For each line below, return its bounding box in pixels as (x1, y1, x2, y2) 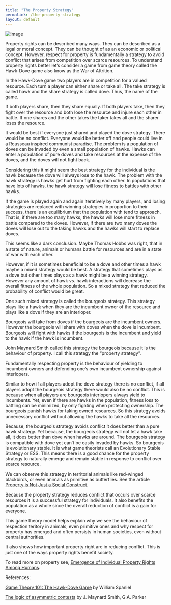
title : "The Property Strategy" (5, 7, 74, 13)
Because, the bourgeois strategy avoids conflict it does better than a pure (5, 423, 160, 429)
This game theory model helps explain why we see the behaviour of (5, 518, 148, 524)
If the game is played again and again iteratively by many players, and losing (5, 198, 165, 204)
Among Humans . (5, 565, 41, 571)
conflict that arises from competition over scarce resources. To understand (5, 57, 163, 63)
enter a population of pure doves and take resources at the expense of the (5, 151, 161, 158)
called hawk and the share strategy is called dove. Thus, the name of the (5, 89, 158, 95)
